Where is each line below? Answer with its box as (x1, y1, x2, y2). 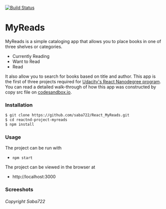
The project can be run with (5, 145, 62, 151)
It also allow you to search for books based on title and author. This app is (5, 73, 156, 79)
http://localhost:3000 (12, 174, 56, 180)
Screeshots (5, 186, 34, 193)
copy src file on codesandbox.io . (5, 89, 72, 95)
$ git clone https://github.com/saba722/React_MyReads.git (5, 113, 130, 118)
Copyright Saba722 (5, 198, 46, 204)
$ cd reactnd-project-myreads (5, 117, 68, 122)
